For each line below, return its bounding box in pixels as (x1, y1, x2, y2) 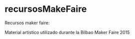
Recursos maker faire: (4, 20, 50, 26)
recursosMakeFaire (4, 3, 87, 15)
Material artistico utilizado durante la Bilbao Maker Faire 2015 (4, 29, 130, 35)
